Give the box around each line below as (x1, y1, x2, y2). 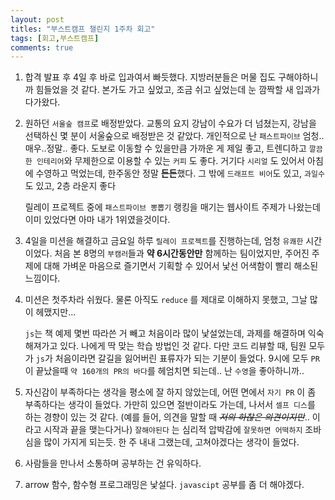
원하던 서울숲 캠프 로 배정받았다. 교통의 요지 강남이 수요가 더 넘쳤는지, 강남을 (24, 117, 317, 130)
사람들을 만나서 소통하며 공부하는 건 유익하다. (24, 457, 202, 470)
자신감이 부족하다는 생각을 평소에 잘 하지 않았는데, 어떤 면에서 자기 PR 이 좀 (24, 386, 317, 398)
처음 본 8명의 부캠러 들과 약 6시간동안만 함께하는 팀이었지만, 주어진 (54, 247, 310, 260)
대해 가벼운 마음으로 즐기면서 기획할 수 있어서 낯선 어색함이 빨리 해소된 (43, 260, 319, 272)
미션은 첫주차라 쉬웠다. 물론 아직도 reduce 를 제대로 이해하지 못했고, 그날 (24, 294, 308, 306)
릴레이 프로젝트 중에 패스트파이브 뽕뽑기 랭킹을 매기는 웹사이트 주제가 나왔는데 (24, 201, 321, 213)
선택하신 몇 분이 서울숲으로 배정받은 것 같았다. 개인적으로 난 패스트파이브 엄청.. (24, 130, 325, 142)
